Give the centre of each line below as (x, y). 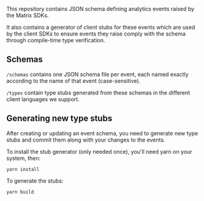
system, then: (24, 158)
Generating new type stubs (59, 119)
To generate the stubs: (35, 181)
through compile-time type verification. (56, 40)
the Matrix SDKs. (28, 15)
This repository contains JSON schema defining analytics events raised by (100, 9)
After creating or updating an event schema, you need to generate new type (102, 133)
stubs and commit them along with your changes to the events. (86, 140)
